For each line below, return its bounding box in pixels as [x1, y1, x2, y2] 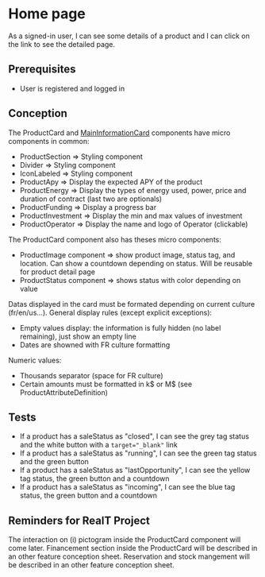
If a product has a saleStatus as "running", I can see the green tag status [19, 448, 257, 458]
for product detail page [19, 267, 95, 277]
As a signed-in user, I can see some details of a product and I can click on [8, 31, 250, 41]
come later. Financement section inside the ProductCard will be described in [8, 544, 258, 553]
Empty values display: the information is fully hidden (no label [19, 323, 221, 332]
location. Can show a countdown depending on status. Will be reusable [19, 258, 252, 268]
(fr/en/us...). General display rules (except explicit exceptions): [8, 308, 213, 317]
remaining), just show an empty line [19, 331, 136, 341]
